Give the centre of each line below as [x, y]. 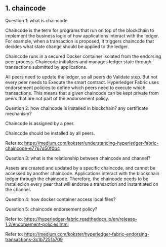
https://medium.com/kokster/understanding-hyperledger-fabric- [91, 143]
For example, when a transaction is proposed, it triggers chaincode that [80, 41]
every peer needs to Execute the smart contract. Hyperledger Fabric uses [82, 82]
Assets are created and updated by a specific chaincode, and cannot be [80, 168]
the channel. [18, 189]
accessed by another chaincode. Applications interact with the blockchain [82, 173]
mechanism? [18, 113]
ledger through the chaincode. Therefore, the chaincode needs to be [77, 179]
